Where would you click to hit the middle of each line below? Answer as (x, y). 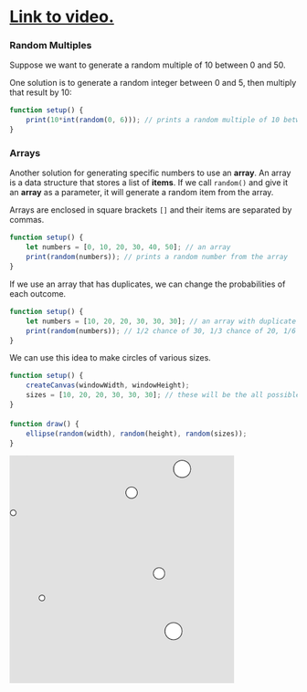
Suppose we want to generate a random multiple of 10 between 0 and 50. (148, 65)
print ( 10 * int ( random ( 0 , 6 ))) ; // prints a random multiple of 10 (153, 121)
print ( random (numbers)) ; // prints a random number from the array (157, 257)
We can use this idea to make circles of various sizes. (111, 358)
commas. (27, 220)
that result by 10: (41, 92)
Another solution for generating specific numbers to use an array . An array (150, 173)
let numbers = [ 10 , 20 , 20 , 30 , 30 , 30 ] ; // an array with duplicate (161, 321)
